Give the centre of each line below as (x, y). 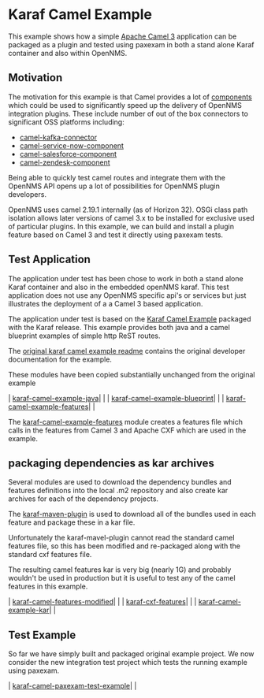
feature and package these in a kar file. (72, 522)
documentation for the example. (60, 359)
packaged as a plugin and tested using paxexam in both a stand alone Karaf (131, 44)
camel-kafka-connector (58, 137)
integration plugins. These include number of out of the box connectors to (128, 113)
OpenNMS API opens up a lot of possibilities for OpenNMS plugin (114, 186)
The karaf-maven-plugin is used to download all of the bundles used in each (132, 514)
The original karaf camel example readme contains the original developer (127, 351)
